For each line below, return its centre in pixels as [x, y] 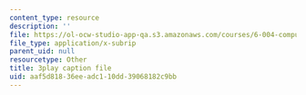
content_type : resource [55, 18]
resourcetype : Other [49, 60]
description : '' [40, 26]
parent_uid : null [42, 52]
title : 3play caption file [61, 69]
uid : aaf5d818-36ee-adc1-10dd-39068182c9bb [93, 77]
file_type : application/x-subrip [73, 43]
